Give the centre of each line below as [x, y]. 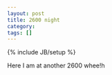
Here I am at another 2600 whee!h [56, 65]
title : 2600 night [34, 20]
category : [21, 26]
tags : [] [20, 33]
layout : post [26, 13]
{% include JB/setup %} [41, 52]
